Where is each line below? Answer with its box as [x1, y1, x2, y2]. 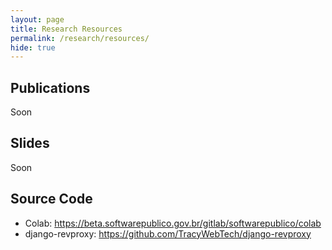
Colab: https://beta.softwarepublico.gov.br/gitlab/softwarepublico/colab [24, 217, 322, 229]
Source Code [10, 191, 93, 208]
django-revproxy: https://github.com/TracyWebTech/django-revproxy [24, 227, 312, 240]
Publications [10, 79, 91, 96]
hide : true [10, 42, 56, 53]
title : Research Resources [10, 24, 123, 34]
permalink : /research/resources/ [10, 33, 150, 43]
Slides [10, 135, 50, 152]
